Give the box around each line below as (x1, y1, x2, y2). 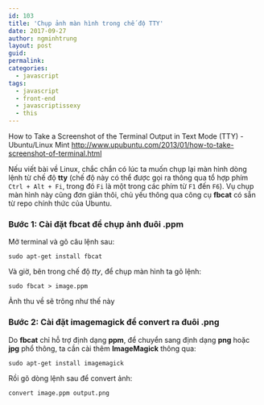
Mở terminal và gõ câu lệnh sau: (8, 237, 115, 247)
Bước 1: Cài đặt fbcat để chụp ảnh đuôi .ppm (8, 219, 184, 230)
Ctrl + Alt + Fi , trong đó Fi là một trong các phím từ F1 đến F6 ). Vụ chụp (8, 182, 254, 190)
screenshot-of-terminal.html (8, 148, 102, 158)
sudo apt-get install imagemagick (8, 359, 125, 367)
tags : (8, 79, 27, 87)
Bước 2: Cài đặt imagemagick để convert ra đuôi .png (8, 316, 220, 328)
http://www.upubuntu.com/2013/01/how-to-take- (71, 140, 234, 149)
